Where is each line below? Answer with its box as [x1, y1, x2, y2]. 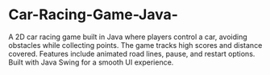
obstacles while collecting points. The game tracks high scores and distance [8, 40, 263, 49]
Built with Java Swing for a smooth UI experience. [8, 57, 174, 67]
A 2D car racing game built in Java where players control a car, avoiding [8, 32, 247, 41]
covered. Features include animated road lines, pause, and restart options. [8, 49, 255, 58]
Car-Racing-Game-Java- [8, 6, 179, 24]
